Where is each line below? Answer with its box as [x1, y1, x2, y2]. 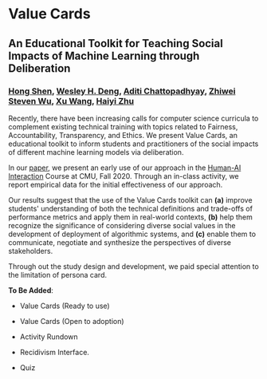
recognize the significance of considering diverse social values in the [8, 220, 236, 230]
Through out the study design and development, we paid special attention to [8, 261, 259, 271]
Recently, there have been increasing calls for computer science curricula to [8, 113, 259, 123]
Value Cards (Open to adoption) [19, 316, 125, 326]
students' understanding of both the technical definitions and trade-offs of [8, 203, 253, 213]
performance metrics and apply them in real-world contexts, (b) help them [8, 212, 253, 222]
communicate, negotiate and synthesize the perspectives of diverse [8, 237, 232, 247]
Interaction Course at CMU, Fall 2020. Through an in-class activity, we [8, 171, 239, 180]
